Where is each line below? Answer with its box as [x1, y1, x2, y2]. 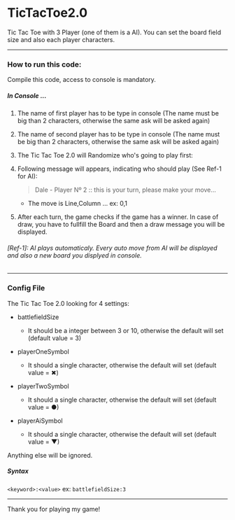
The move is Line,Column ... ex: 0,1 [27, 199, 128, 208]
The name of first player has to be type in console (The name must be [17, 109, 219, 118]
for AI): [17, 172, 38, 181]
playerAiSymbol [17, 416, 63, 425]
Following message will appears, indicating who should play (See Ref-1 [17, 164, 222, 173]
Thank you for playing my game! [7, 505, 101, 513]
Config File [7, 283, 45, 293]
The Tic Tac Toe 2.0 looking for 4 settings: [7, 299, 129, 307]
